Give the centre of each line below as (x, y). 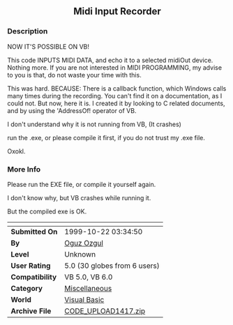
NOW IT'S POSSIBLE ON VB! (48, 46)
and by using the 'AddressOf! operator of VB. (72, 110)
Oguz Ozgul (84, 243)
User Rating (31, 266)
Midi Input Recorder (117, 12)
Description (28, 31)
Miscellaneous (88, 288)
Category (27, 288)
